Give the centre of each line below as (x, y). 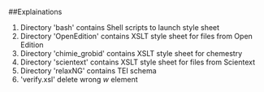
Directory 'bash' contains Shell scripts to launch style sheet (120, 27)
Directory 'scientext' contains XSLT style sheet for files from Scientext (138, 62)
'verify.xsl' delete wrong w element (79, 79)
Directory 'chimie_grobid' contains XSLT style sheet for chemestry (131, 53)
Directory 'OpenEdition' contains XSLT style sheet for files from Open (136, 36)
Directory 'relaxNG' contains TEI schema (88, 71)
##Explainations (35, 12)
